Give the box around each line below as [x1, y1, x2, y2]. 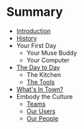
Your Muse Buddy [26, 49, 77, 57]
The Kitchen [26, 70, 61, 79]
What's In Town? [16, 85, 64, 93]
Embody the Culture [16, 92, 73, 100]
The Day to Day [16, 63, 61, 71]
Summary [6, 4, 63, 20]
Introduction [16, 27, 51, 35]
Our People [26, 114, 59, 122]
